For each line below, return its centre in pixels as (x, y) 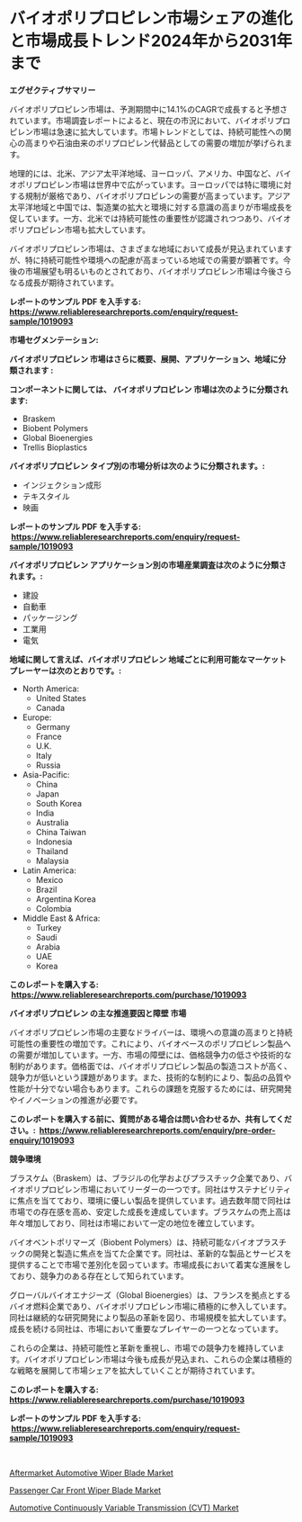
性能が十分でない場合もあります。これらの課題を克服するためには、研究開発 (151, 1088)
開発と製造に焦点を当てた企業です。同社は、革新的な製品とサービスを (162, 1253)
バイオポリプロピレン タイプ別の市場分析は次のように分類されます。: (137, 465)
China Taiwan (61, 832)
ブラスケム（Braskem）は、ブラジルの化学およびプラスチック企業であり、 (147, 1178)
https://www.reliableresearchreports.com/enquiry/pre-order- (157, 1130)
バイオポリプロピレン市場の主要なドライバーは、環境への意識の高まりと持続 (151, 1032)
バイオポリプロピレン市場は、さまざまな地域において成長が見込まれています (151, 248)
